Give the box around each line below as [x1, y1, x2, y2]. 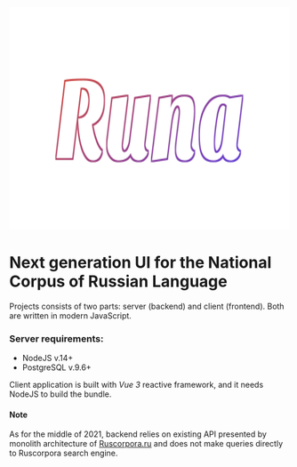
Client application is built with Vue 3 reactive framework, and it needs [9, 380, 264, 391]
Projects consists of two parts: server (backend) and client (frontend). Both [9, 301, 285, 311]
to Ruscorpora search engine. [9, 447, 118, 459]
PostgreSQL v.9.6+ [21, 362, 92, 373]
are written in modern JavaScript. [9, 310, 132, 321]
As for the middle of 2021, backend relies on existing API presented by [9, 429, 267, 439]
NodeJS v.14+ [21, 353, 74, 364]
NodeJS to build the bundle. [9, 389, 112, 399]
